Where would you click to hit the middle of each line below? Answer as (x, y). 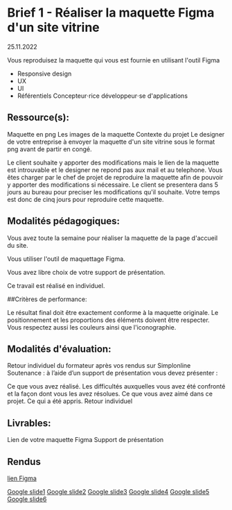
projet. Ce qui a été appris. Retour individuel (70, 401)
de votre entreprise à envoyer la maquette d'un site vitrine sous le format (111, 142)
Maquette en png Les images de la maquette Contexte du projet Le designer (116, 134)
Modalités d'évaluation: (59, 349)
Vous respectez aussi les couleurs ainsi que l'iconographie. (92, 327)
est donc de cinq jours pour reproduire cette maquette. (86, 199)
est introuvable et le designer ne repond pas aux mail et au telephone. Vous (115, 170)
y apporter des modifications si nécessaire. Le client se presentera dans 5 (113, 185)
